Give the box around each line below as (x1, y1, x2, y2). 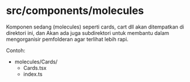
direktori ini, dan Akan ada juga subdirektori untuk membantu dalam (6, 29, 170, 36)
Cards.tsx (23, 64, 47, 71)
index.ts (23, 70, 43, 77)
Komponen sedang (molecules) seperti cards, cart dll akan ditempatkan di (6, 23, 184, 30)
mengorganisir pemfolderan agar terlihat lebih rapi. (6, 35, 129, 42)
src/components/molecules (6, 4, 144, 17)
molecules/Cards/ (14, 58, 58, 65)
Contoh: (6, 47, 26, 54)
